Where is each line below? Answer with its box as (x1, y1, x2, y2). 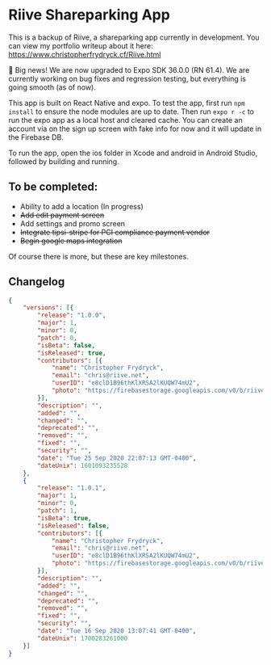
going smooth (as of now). (8, 82, 97, 92)
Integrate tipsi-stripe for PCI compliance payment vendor (19, 227, 211, 237)
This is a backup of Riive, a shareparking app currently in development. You (8, 32, 260, 42)
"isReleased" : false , (37, 521, 110, 530)
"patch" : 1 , (37, 507, 78, 515)
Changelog (8, 275, 65, 288)
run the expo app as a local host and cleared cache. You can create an (8, 115, 244, 124)
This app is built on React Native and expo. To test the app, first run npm (8, 98, 245, 107)
